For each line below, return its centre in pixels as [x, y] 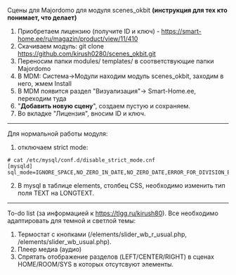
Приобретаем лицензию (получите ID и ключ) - [88, 31]
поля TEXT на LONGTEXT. [56, 193]
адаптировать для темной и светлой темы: [72, 220]
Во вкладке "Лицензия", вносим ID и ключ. [81, 113]
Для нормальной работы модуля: [58, 134]
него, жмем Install [45, 83]
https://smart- [181, 31]
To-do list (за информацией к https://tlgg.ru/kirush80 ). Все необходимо [113, 213]
